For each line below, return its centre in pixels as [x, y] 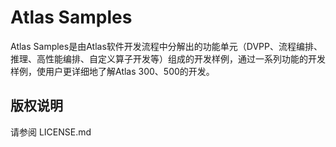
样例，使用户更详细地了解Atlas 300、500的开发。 [112, 71]
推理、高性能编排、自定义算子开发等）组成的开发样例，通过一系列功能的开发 [168, 58]
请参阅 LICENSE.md [51, 132]
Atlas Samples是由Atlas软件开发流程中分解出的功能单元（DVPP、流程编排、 [166, 46]
